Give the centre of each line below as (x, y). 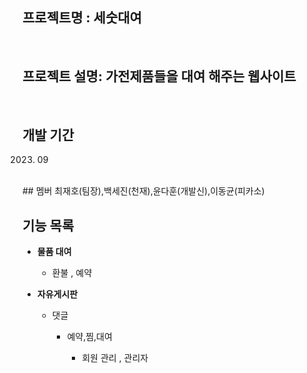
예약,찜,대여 (89, 337)
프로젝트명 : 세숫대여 (82, 18)
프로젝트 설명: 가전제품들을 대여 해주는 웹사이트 (159, 76)
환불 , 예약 (72, 273)
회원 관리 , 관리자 (115, 358)
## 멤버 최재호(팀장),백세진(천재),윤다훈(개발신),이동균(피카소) (143, 191)
